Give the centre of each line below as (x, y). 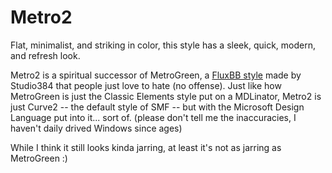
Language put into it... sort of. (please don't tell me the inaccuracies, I (153, 117)
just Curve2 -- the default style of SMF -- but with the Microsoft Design (157, 107)
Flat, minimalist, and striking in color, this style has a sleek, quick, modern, (163, 45)
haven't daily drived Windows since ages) (96, 128)
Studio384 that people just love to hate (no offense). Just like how (146, 85)
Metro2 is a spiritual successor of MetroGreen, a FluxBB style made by (156, 75)
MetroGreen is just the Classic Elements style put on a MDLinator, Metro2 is (166, 96)
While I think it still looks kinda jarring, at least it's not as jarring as (146, 147)
